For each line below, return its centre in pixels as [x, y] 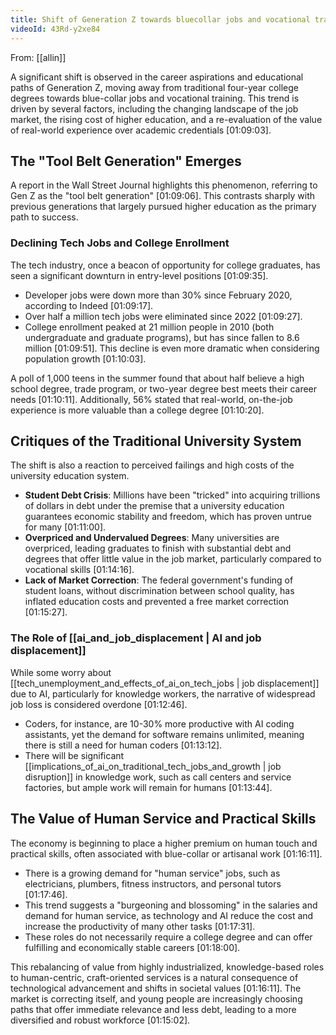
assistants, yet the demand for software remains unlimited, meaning [164, 734]
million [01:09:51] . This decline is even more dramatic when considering [172, 348]
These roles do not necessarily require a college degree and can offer [168, 937]
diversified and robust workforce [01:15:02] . [100, 1020]
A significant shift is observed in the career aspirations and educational [157, 77]
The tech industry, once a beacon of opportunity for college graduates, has [165, 265]
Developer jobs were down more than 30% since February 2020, [158, 295]
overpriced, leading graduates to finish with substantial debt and [158, 548]
